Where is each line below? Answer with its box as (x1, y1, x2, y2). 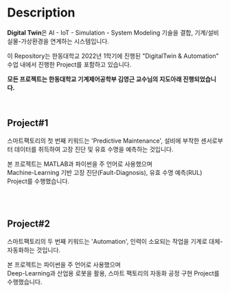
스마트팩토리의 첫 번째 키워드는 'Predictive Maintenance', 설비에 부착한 (7, 136, 200, 145)
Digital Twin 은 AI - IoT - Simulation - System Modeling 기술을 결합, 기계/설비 (7, 28, 220, 36)
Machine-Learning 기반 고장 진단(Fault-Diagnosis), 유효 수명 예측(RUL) (7, 168, 203, 176)
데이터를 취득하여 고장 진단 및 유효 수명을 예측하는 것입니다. (14, 145, 174, 153)
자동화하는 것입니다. (7, 246, 60, 254)
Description (7, 5, 76, 21)
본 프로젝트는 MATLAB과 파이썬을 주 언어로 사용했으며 (7, 160, 153, 168)
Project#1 (7, 117, 49, 129)
